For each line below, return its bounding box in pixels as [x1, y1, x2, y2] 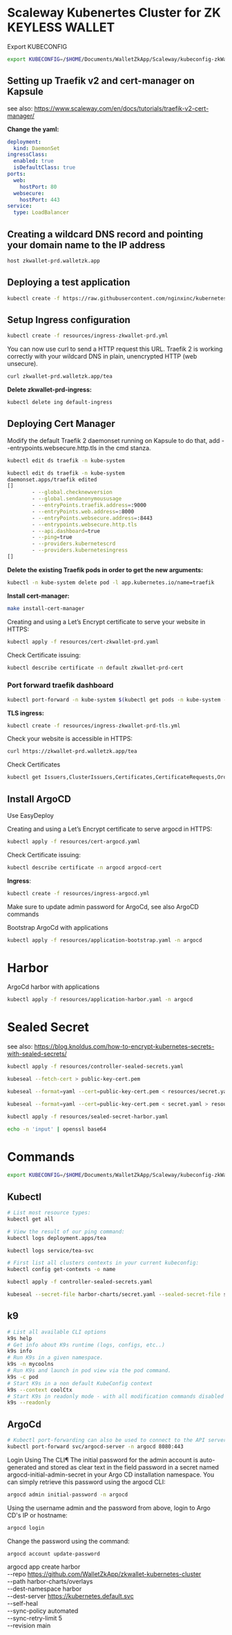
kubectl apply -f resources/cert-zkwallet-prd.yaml [7, 638, 159, 645]
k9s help [7, 1335, 32, 1342]
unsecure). [7, 360, 38, 368]
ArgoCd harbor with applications [7, 983, 100, 991]
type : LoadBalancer [13, 209, 70, 216]
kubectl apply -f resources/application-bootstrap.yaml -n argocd [7, 936, 202, 944]
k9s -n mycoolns [7, 1361, 54, 1368]
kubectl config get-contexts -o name [7, 1266, 116, 1273]
